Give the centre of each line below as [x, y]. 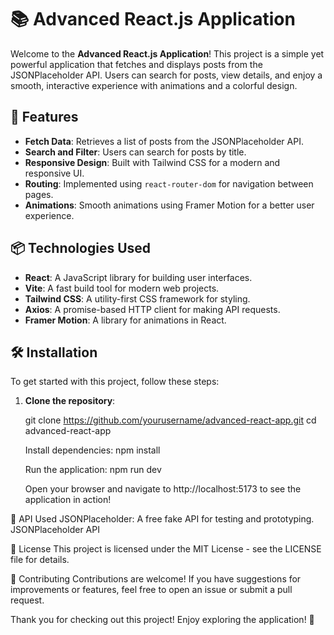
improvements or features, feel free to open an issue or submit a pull [151, 590]
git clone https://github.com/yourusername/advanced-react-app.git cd [170, 420]
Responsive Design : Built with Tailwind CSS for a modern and [152, 162]
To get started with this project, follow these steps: [115, 382]
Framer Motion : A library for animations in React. [125, 320]
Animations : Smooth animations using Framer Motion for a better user [169, 205]
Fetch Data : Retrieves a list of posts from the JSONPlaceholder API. [164, 141]
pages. [39, 194]
